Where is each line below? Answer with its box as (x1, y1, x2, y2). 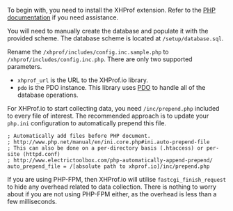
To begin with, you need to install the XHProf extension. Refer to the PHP (7, 6, 216, 14)
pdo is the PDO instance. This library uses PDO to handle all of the (17, 84, 206, 91)
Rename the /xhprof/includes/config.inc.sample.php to (7, 48, 169, 56)
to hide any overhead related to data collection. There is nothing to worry (7, 182, 217, 191)
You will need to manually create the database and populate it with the (7, 27, 209, 35)
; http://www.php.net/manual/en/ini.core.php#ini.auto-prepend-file (7, 139, 210, 146)
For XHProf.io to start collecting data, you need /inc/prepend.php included (7, 104, 220, 112)
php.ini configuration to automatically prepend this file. (7, 119, 167, 127)
